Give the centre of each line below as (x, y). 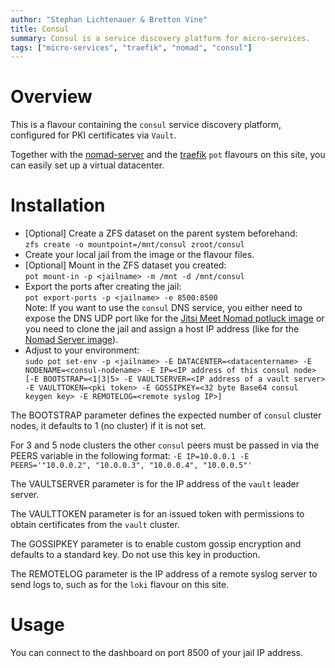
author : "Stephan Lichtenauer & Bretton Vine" (109, 19)
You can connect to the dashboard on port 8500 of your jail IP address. (156, 653)
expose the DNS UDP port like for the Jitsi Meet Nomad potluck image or (174, 318)
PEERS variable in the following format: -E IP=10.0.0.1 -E (130, 456)
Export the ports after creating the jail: (103, 287)
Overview (51, 97)
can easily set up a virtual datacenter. (87, 165)
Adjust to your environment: (82, 350)
